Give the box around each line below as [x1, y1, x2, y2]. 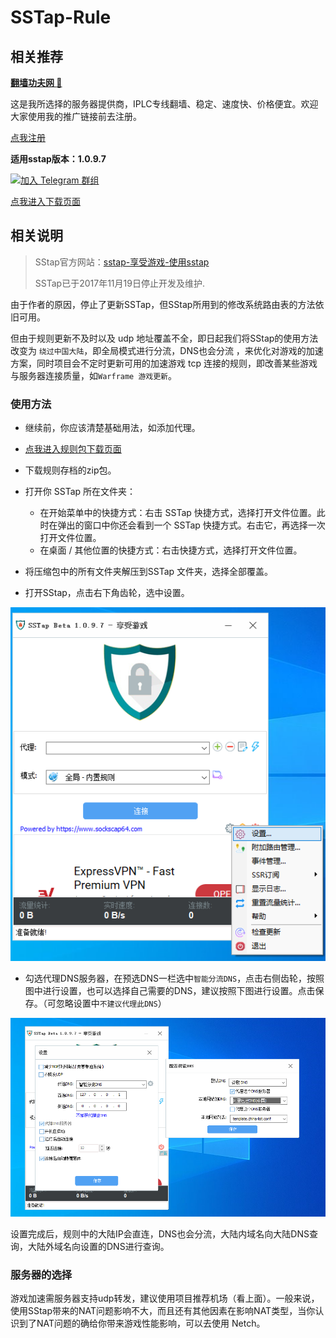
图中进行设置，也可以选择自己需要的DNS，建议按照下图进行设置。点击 [24, 984, 316, 996]
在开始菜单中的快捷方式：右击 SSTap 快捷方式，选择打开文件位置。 [39, 507, 317, 519]
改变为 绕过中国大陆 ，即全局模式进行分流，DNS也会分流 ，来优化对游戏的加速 [10, 344, 324, 356]
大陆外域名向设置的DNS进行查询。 [27, 1240, 170, 1252]
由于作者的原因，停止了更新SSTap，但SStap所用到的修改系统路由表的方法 [10, 298, 316, 310]
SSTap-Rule [10, 6, 112, 29]
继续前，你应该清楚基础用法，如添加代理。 [24, 422, 201, 434]
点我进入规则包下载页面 [24, 443, 122, 455]
